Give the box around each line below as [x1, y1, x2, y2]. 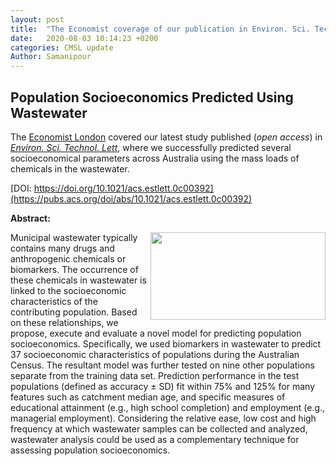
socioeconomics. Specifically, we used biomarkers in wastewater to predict [10, 337, 322, 350]
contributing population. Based [10, 306, 138, 318]
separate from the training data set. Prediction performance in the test [10, 369, 300, 381]
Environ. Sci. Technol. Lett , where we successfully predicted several [10, 141, 292, 153]
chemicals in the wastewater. [10, 162, 130, 175]
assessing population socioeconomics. [10, 444, 171, 456]
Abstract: [10, 212, 51, 224]
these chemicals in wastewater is [10, 274, 147, 286]
